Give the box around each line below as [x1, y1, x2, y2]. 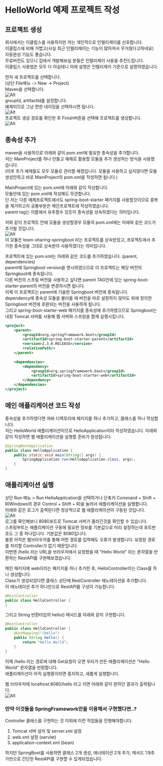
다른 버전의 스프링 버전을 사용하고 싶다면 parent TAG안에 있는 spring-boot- [5, 277, 149, 282]
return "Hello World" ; [22, 639, 69, 645]
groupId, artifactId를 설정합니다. [5, 98, 67, 103]
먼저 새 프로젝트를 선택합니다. [5, 74, 61, 80]
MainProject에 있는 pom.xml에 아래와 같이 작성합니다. [5, 184, 109, 191]
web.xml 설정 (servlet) [12, 734, 57, 740]
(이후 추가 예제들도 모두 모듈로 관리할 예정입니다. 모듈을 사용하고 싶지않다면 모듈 [5, 168, 157, 174]
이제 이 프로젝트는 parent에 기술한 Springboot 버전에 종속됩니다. [5, 289, 128, 295]
